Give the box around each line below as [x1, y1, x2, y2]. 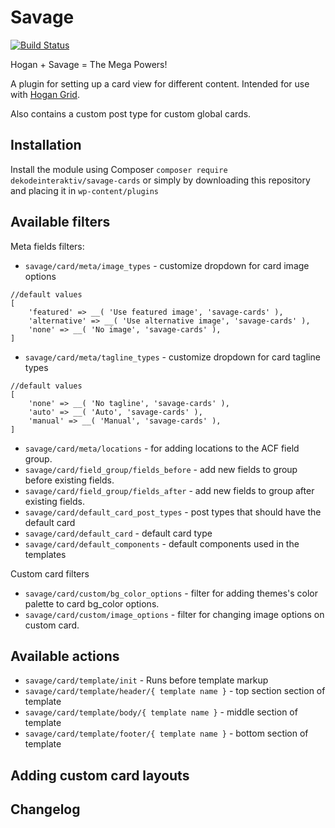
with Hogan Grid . [10, 88, 80, 100]
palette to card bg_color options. [24, 597, 160, 610]
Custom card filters [10, 567, 90, 580]
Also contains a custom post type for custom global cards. [10, 107, 252, 120]
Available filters [10, 214, 111, 231]
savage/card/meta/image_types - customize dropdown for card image [24, 259, 310, 271]
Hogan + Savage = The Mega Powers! [10, 58, 168, 70]
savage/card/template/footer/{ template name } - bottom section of [24, 727, 309, 740]
